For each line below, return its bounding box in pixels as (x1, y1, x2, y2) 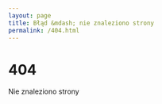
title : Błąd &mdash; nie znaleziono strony (8, 19, 155, 27)
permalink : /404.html (8, 26, 80, 34)
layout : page (8, 11, 52, 20)
